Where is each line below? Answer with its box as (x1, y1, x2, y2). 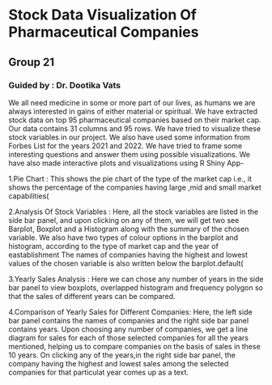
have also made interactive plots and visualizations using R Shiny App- (8, 158, 244, 168)
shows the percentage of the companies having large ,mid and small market (8, 182, 261, 192)
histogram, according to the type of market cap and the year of (8, 241, 219, 250)
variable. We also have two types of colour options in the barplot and (8, 233, 239, 242)
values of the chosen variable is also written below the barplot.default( (8, 258, 244, 268)
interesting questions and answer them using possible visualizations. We (8, 149, 251, 159)
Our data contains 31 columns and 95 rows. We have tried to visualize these (8, 123, 261, 133)
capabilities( (8, 190, 49, 200)
